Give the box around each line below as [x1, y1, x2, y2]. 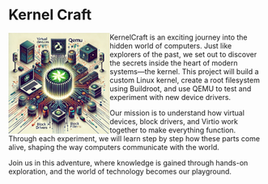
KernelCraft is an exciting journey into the [109, 32, 249, 42]
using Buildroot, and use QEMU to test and [109, 83, 252, 94]
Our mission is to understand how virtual [109, 107, 245, 118]
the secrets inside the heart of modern [109, 58, 238, 68]
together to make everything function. [109, 125, 236, 135]
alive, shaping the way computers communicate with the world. [8, 142, 220, 152]
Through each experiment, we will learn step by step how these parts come [8, 133, 261, 143]
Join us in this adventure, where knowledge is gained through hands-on [8, 157, 249, 167]
